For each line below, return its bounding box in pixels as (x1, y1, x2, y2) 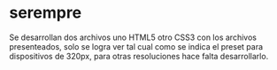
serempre (9, 3, 82, 23)
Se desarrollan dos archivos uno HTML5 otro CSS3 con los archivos (9, 32, 257, 43)
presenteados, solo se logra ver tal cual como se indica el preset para (9, 41, 264, 51)
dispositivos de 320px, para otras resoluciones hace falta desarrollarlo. (9, 51, 269, 61)
